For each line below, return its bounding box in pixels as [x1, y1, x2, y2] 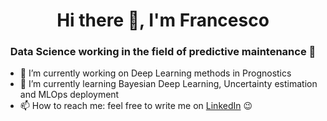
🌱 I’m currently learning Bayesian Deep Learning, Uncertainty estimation [19, 78, 318, 90]
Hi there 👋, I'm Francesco [56, 9, 270, 32]
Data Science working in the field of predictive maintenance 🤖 [9, 45, 317, 59]
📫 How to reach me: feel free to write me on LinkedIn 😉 [19, 100, 253, 112]
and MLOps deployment [19, 89, 120, 101]
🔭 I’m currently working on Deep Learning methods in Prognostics [19, 67, 292, 79]
